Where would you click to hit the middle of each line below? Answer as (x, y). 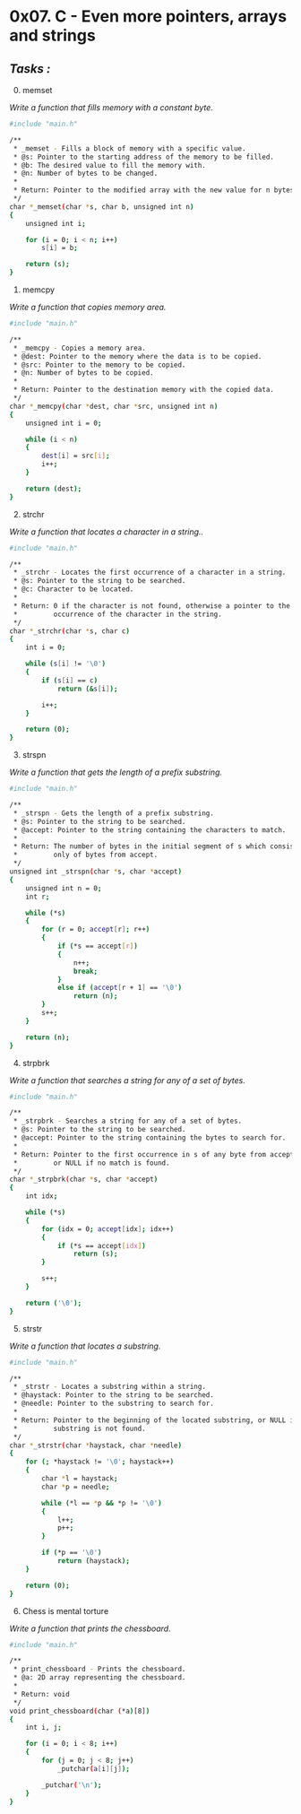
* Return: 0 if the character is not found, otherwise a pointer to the (152, 606)
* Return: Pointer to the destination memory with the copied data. (144, 390)
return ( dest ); (54, 489)
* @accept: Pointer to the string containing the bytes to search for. (150, 1138)
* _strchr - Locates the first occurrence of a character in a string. (150, 573)
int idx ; (42, 1196)
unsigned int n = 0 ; (64, 888)
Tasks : (30, 69)
